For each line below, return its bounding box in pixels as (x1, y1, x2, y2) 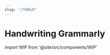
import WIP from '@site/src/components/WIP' (4, 44, 98, 50)
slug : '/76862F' (4, 7, 38, 12)
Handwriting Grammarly (4, 28, 105, 39)
